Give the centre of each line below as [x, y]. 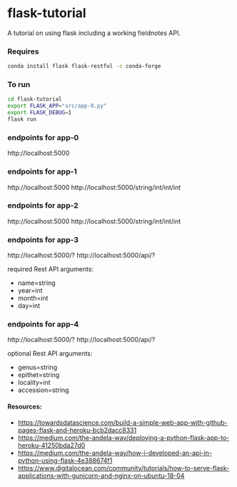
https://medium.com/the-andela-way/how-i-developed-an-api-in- [115, 453]
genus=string [37, 367]
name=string [36, 283]
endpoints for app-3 [43, 239]
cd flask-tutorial [35, 99]
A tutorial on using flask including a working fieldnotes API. [94, 33]
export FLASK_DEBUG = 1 [40, 113]
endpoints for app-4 [43, 324]
